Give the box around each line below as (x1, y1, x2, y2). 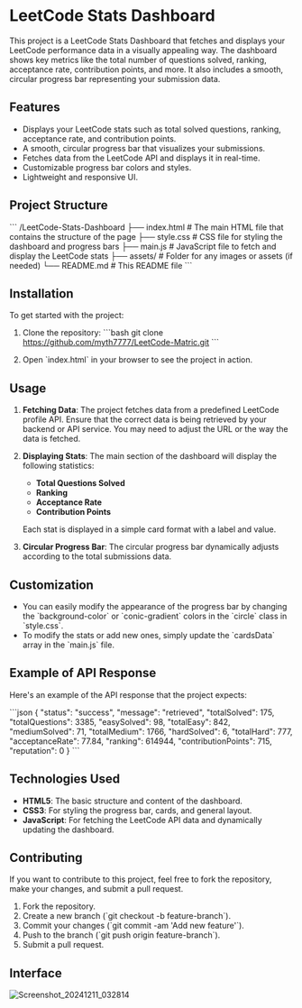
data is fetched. (22, 434, 81, 444)
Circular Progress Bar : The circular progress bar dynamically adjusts (22, 542, 279, 553)
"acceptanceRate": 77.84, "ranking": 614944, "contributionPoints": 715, (9, 736, 272, 747)
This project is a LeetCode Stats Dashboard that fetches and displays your (9, 35, 286, 46)
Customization (9, 577, 95, 592)
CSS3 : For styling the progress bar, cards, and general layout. (22, 804, 252, 816)
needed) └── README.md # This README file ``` (9, 260, 193, 270)
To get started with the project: (9, 310, 124, 321)
